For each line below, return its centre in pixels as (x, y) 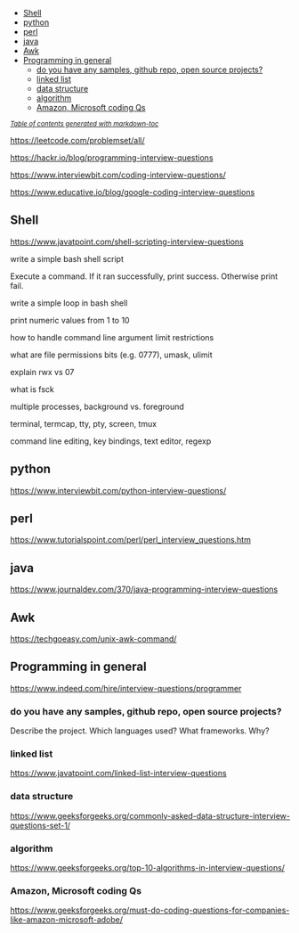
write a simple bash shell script (67, 258)
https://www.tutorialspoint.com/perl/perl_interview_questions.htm (131, 540)
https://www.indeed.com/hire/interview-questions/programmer (126, 688)
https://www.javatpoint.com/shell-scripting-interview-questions (127, 241)
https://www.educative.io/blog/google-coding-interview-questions (133, 192)
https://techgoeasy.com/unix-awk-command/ (93, 639)
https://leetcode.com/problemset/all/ (77, 140)
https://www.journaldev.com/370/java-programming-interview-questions (144, 589)
